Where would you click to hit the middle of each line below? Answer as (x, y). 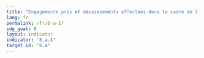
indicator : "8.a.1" (31, 40)
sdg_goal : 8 (21, 29)
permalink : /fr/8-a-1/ (35, 23)
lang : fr (17, 18)
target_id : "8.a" (28, 46)
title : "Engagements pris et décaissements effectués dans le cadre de (99, 12)
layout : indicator (30, 34)
